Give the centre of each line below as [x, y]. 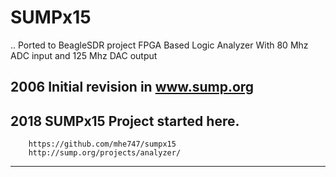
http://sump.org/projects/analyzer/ [105, 153]
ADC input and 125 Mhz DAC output [84, 55]
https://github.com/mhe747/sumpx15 [102, 144]
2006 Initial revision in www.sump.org [132, 87]
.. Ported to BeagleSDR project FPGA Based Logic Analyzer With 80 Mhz [159, 45]
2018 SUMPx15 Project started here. [125, 121]
